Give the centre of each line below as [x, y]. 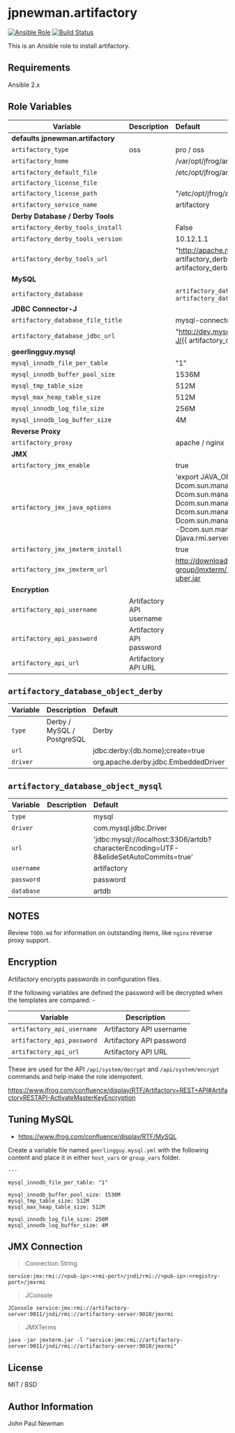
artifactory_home [40, 161]
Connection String [51, 1264]
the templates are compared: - [52, 1000]
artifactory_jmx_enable [51, 465]
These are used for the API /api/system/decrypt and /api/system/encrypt [114, 1069]
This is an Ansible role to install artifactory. [69, 45]
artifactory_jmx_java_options [62, 507]
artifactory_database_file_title [67, 320]
